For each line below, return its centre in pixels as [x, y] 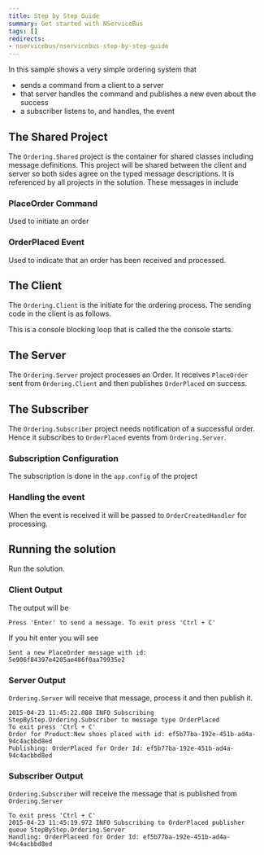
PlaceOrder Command [53, 203]
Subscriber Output [46, 776]
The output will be [39, 607]
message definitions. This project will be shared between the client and [128, 164]
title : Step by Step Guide [54, 16]
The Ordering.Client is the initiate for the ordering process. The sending [130, 305]
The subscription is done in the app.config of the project [103, 476]
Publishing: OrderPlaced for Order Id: [76, 748]
